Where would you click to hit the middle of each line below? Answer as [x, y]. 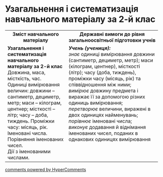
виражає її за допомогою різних [107, 97]
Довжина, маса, [27, 72]
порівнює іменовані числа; [100, 121]
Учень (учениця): [90, 48]
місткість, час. [24, 78]
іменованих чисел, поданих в [103, 133]
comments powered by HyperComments [46, 169]
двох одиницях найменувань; [103, 115]
